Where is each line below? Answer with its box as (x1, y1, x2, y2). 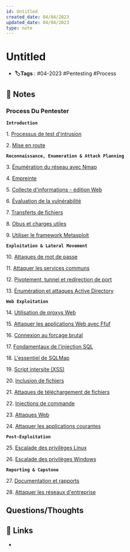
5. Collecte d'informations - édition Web (6, 186, 102, 193)
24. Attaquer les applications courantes (6, 422, 101, 429)
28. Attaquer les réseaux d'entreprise (6, 488, 96, 496)
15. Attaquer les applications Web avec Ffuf (6, 320, 111, 327)
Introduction (6, 120, 38, 126)
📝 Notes (6, 89, 36, 99)
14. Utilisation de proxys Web (6, 309, 76, 316)
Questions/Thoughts (6, 506, 84, 516)
